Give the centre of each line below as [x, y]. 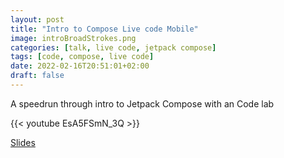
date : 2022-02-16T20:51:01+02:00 [80, 66]
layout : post [37, 19]
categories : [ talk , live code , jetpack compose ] [113, 47]
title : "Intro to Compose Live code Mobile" [104, 29]
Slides [23, 142]
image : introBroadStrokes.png [73, 38]
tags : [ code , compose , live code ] [82, 57]
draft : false [37, 76]
